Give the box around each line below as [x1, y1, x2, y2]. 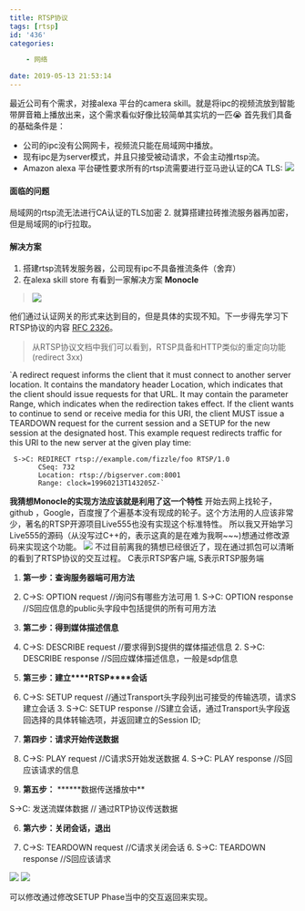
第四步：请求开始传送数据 [22, 734, 119, 745]
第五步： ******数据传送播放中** [22, 784, 146, 795]
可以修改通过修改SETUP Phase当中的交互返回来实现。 [9, 892, 213, 903]
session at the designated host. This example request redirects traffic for [9, 427, 282, 438]
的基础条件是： [9, 120, 66, 131]
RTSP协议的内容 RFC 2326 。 [9, 322, 118, 333]
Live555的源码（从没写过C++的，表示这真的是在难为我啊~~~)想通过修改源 [9, 530, 290, 541]
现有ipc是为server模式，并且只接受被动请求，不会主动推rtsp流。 [22, 151, 265, 162]
